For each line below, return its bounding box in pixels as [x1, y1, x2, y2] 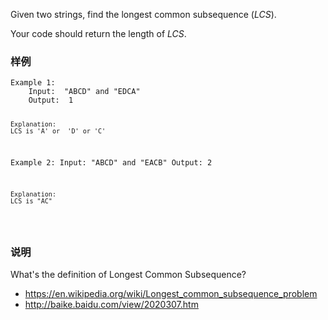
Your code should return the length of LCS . [10, 28, 187, 39]
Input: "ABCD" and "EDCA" [28, 87, 141, 97]
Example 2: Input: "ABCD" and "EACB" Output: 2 [10, 157, 213, 168]
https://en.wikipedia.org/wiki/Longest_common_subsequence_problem [24, 287, 318, 299]
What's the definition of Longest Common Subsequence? [10, 268, 247, 280]
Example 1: [10, 78, 56, 88]
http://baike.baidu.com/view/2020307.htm [24, 298, 199, 310]
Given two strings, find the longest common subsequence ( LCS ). [10, 9, 277, 20]
